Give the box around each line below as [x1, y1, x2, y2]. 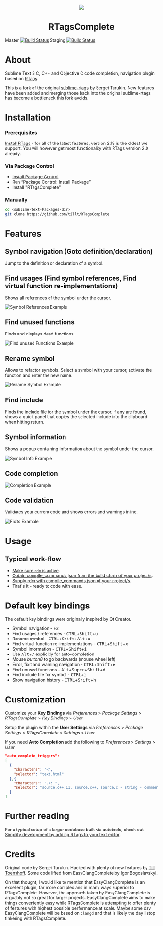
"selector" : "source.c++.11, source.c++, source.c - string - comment [14, 785, 160, 790]
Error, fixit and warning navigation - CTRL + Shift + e [12, 662, 115, 668]
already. [5, 151, 21, 157]
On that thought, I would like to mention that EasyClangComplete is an [5, 879, 145, 885]
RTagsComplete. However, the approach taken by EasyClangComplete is [5, 890, 150, 895]
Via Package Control [5, 163, 54, 170]
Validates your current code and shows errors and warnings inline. [5, 509, 138, 515]
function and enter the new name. [5, 372, 73, 378]
